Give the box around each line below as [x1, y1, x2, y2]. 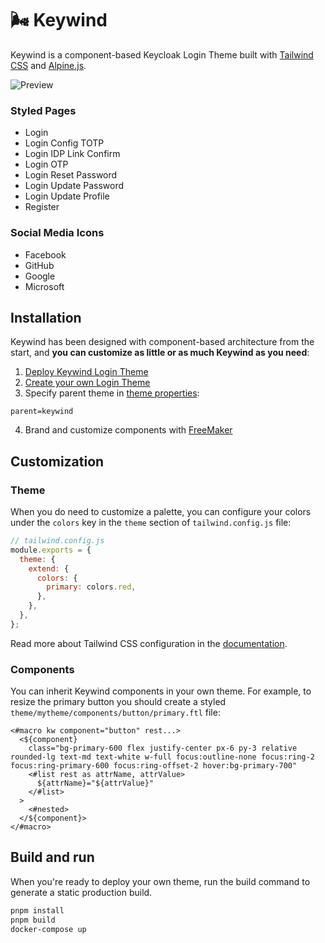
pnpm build [10, 915, 56, 925]
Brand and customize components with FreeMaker [24, 424, 233, 436]
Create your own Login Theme [24, 377, 151, 389]
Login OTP [24, 158, 69, 171]
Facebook [24, 248, 67, 261]
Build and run [10, 849, 95, 866]
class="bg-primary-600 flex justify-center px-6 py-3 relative [28, 743, 298, 754]
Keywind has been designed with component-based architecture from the [10, 336, 315, 348]
